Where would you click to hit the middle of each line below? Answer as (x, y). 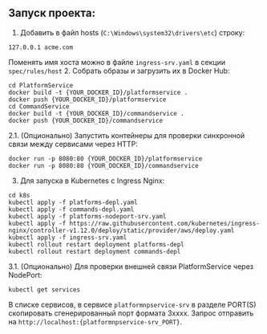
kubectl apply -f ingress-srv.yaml (68, 237)
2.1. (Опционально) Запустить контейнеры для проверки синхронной (127, 135)
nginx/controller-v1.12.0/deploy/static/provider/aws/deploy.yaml (121, 230)
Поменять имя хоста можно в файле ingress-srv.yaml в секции (117, 62)
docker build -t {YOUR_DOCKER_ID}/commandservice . (96, 113)
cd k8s (19, 195)
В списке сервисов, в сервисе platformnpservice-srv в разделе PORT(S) (132, 304)
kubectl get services (44, 289)
